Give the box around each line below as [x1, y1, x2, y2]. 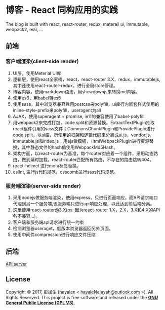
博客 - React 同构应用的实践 [5, 4, 118, 16]
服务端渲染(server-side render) [5, 182, 81, 189]
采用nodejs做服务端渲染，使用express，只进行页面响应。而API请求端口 [12, 194, 158, 200]
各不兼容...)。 [12, 213, 41, 219]
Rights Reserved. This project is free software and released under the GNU [5, 294, 158, 300]
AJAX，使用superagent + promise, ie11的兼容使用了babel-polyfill [12, 113, 145, 119]
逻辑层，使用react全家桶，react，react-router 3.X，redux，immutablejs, [12, 76, 161, 82]
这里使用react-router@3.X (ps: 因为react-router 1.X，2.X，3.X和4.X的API [12, 207, 160, 213]
